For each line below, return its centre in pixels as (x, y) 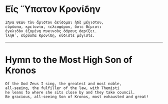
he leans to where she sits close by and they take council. (70, 92)
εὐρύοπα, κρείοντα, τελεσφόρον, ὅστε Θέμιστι (53, 27)
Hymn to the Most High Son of (69, 60)
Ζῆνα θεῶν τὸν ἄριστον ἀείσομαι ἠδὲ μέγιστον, (54, 22)
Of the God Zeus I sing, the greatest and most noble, (63, 84)
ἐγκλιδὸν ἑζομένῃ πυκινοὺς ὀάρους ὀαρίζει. (51, 31)
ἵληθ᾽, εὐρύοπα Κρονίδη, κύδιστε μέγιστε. (50, 35)
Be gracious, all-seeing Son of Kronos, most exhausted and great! (77, 97)
